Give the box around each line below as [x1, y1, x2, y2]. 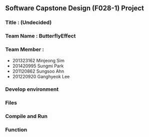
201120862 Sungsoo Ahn [12, 68, 64, 74]
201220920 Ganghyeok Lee [12, 73, 70, 79]
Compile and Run [5, 113, 47, 120]
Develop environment [5, 86, 59, 93]
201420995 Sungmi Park [12, 63, 64, 69]
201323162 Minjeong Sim [12, 57, 65, 63]
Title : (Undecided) [5, 19, 52, 26]
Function [5, 126, 27, 133]
